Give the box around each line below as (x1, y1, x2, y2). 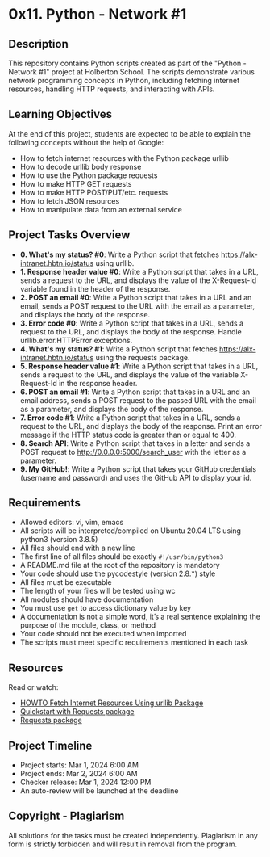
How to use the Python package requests (19, 170, 158, 180)
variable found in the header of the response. (19, 284, 171, 293)
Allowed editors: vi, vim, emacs (19, 518, 124, 527)
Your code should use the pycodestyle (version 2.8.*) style (19, 569, 216, 578)
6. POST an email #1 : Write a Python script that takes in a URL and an (19, 387, 251, 397)
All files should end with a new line (19, 543, 135, 553)
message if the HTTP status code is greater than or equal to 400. (19, 430, 236, 439)
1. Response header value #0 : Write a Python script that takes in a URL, (19, 267, 260, 276)
